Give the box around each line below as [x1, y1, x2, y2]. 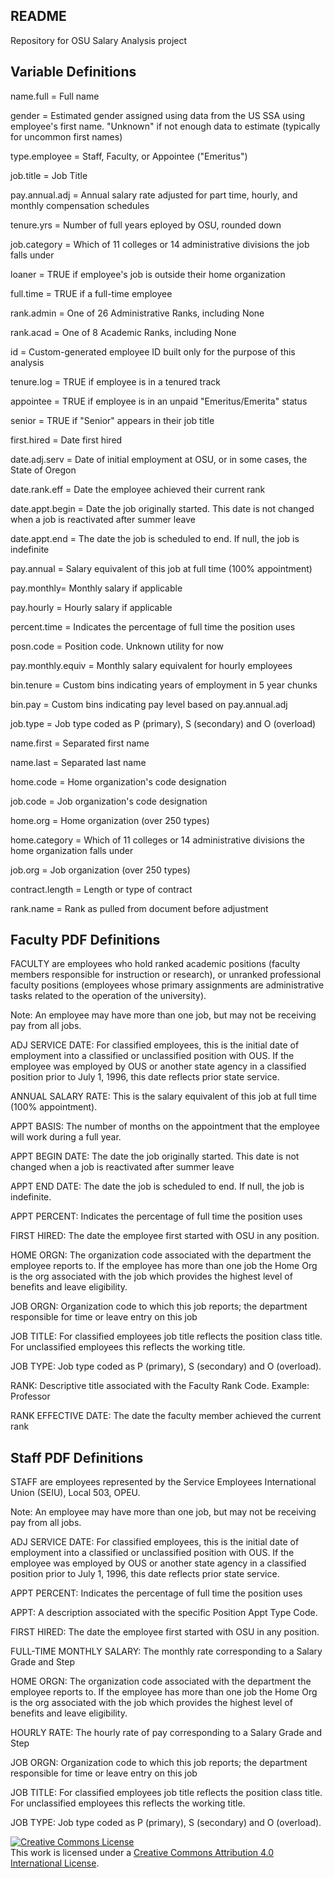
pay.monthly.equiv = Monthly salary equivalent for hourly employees [10, 659, 293, 671]
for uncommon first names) [10, 130, 123, 143]
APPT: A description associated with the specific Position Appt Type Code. [10, 1607, 318, 1619]
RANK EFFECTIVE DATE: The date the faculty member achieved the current [10, 1410, 322, 1422]
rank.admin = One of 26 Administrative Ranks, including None [10, 307, 265, 319]
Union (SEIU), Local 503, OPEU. [10, 1487, 141, 1499]
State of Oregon [10, 464, 77, 476]
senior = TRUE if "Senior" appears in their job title [10, 414, 215, 426]
